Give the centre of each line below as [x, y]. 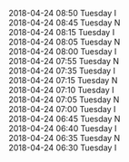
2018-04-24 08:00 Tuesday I [63, 52]
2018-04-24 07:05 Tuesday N [64, 100]
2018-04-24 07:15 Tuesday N [63, 80]
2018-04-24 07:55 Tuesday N [64, 61]
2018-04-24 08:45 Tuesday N [64, 23]
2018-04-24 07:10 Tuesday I [61, 90]
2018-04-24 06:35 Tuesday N [64, 138]
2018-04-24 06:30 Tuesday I [63, 148]
